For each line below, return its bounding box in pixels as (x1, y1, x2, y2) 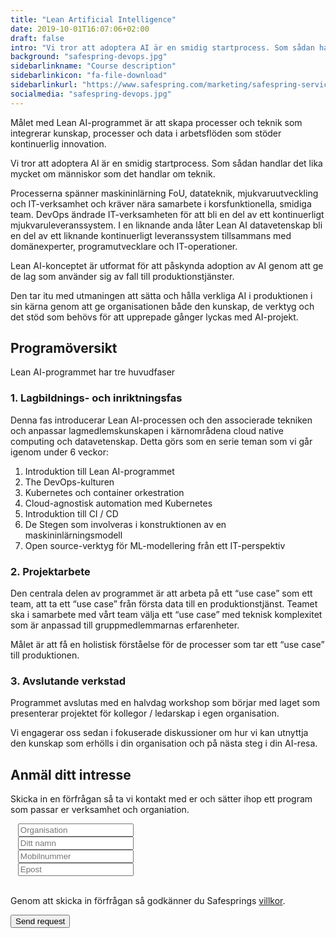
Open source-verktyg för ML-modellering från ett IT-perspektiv (24, 539, 286, 551)
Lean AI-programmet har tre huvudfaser (10, 366, 176, 378)
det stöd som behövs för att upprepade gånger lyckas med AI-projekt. (10, 311, 299, 323)
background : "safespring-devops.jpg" (10, 52, 168, 62)
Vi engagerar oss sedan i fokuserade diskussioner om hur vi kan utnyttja (10, 727, 309, 739)
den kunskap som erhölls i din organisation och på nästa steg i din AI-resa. (10, 737, 318, 750)
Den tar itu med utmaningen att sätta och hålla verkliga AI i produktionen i (10, 289, 313, 301)
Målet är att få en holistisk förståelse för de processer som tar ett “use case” (10, 639, 325, 651)
